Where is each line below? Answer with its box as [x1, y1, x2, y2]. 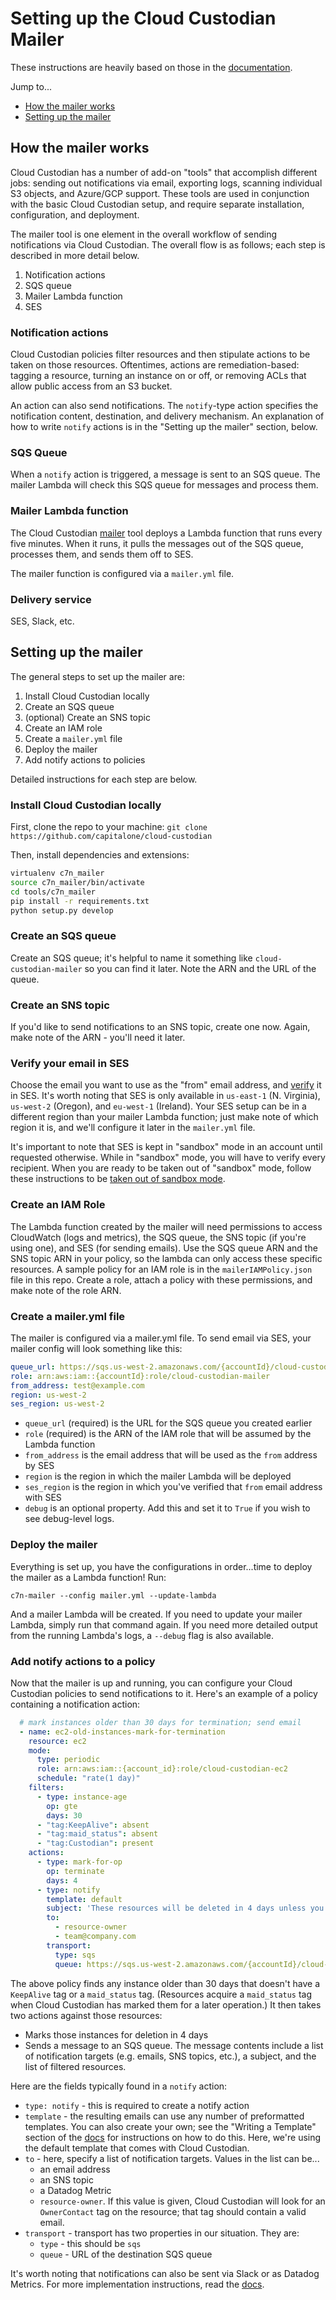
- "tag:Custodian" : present [36, 1838, 155, 1849]
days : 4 [46, 1875, 78, 1886]
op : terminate [46, 1866, 105, 1876]
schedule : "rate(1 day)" [36, 1773, 141, 1784]
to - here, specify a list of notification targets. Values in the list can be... [24, 2152, 320, 2164]
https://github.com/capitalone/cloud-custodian [10, 832, 213, 842]
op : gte [46, 1801, 78, 1811]
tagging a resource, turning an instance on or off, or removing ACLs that [10, 370, 307, 382]
